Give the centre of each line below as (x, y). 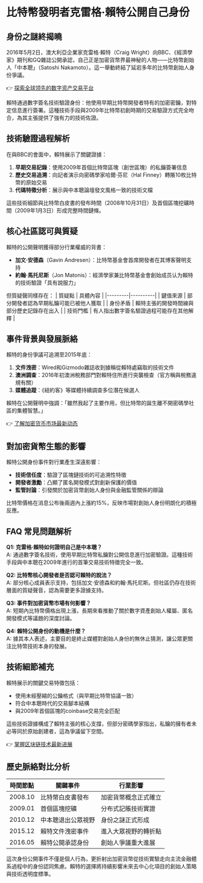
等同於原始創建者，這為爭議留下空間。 (59, 731)
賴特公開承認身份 (65, 842)
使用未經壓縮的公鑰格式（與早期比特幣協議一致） (76, 695)
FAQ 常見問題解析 (39, 531)
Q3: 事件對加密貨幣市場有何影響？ (49, 603)
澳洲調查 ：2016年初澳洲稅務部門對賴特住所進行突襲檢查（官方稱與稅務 (103, 375)
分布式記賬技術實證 (128, 809)
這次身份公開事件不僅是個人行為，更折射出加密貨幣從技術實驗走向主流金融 (99, 858)
